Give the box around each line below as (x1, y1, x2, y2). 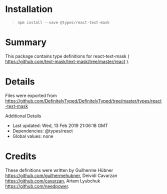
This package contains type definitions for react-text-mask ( (5, 53, 129, 59)
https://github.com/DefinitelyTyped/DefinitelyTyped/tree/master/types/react (5, 97, 162, 103)
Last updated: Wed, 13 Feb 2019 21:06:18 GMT (12, 122, 108, 128)
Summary (5, 36, 46, 48)
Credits (5, 151, 36, 162)
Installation (5, 3, 53, 15)
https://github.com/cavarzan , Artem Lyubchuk (5, 177, 100, 183)
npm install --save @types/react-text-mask (17, 20, 110, 25)
